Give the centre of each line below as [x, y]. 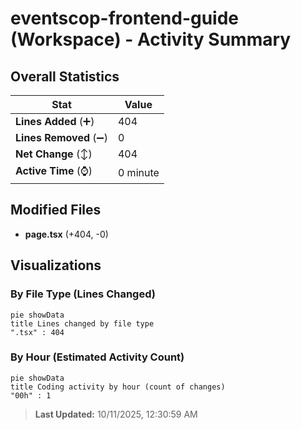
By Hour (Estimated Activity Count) [97, 357]
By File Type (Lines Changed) [83, 294]
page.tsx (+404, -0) [66, 234]
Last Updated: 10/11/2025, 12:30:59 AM [116, 414]
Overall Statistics [65, 76]
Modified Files [56, 210]
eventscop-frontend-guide [125, 18]
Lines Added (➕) [55, 121]
